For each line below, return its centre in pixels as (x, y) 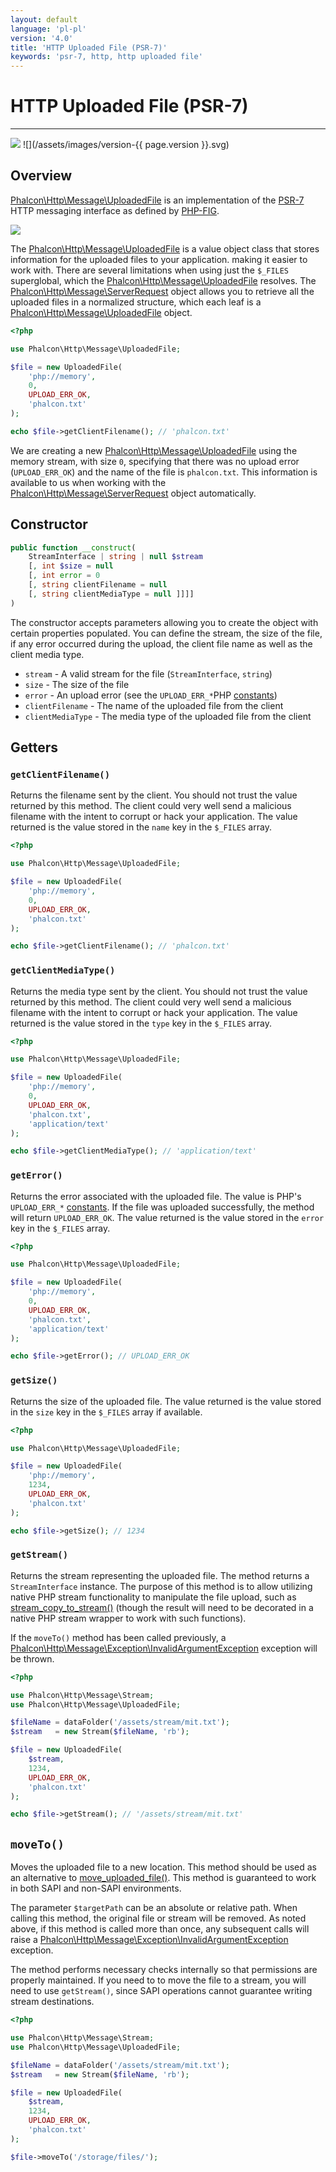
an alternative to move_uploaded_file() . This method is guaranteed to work (163, 1878)
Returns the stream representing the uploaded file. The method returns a (160, 1575)
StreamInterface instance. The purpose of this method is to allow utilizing (161, 1586)
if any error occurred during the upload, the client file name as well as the (161, 643)
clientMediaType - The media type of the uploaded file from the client (168, 716)
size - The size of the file (77, 684)
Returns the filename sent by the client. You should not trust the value (154, 795)
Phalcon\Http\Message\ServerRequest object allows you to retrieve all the (162, 291)
